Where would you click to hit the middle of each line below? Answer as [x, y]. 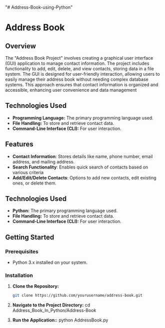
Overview [21, 46]
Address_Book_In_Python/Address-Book [54, 310]
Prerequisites [22, 251]
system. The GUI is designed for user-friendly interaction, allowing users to [82, 74]
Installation [19, 275]
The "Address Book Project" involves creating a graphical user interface [79, 58]
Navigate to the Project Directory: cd [51, 305]
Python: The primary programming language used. [65, 211]
